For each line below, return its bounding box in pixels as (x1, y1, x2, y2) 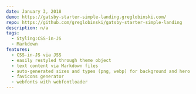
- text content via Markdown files (11, 62, 99, 69)
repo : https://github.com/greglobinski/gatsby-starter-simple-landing (6, 19, 183, 25)
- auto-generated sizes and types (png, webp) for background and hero (11, 68, 191, 74)
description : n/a (6, 25, 49, 31)
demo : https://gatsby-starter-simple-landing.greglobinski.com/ (6, 14, 167, 20)
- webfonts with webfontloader (11, 79, 88, 85)
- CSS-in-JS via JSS (11, 52, 62, 58)
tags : (6, 30, 19, 36)
